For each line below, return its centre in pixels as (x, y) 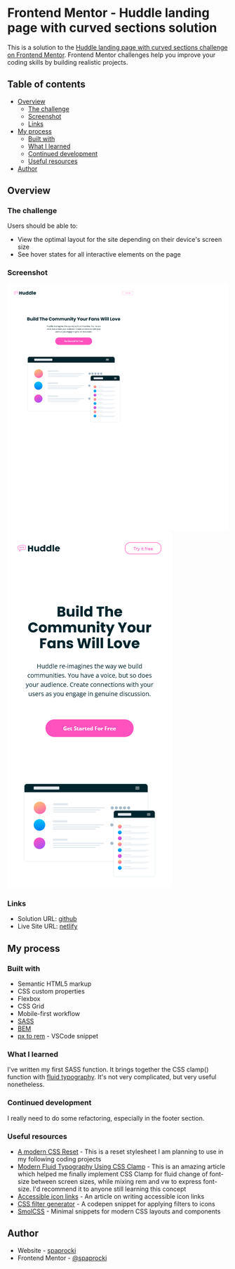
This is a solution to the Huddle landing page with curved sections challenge (117, 47)
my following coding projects (59, 1159)
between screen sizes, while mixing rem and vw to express (116, 1181)
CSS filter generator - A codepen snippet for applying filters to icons (116, 1204)
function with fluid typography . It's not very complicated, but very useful (112, 1077)
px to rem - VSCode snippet (58, 1036)
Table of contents (46, 85)
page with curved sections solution (112, 28)
